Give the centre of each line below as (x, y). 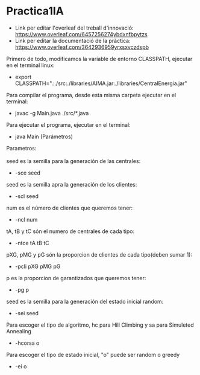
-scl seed (27, 196)
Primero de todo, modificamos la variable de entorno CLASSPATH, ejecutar (99, 59)
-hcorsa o (27, 343)
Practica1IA (35, 11)
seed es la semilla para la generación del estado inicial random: (85, 301)
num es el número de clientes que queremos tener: (70, 208)
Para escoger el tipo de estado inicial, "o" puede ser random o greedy (93, 354)
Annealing (19, 331)
